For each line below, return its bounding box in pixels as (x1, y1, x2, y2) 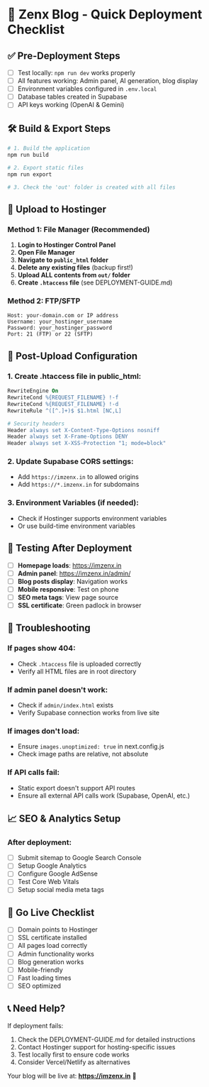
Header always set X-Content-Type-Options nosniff (7, 426, 160, 434)
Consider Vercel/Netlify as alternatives (17, 1057, 131, 1066)
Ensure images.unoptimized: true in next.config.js (17, 742, 164, 751)
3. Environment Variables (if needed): (7, 498, 140, 508)
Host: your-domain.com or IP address (7, 312, 119, 319)
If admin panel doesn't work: (7, 685, 108, 695)
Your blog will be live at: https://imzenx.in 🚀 (7, 1071, 137, 1080)
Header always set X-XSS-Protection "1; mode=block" (7, 440, 166, 447)
